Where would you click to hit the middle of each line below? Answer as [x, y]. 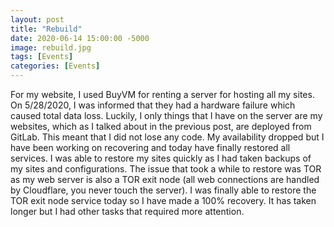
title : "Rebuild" [46, 29]
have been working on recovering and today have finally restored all [150, 147]
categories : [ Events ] [55, 66]
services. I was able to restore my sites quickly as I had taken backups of [161, 158]
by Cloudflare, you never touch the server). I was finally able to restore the [163, 190]
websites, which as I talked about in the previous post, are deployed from [161, 126]
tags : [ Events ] [42, 57]
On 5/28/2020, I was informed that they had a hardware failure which [153, 105]
